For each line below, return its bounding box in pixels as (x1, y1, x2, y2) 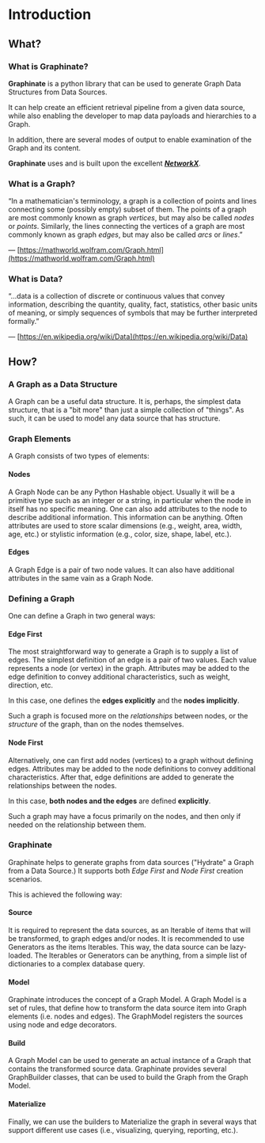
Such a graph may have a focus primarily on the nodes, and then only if (8, 811, 241, 821)
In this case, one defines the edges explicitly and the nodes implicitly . (8, 695, 240, 706)
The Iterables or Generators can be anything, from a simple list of (34, 951, 248, 960)
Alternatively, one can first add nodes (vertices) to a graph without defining (8, 755, 254, 765)
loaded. (8, 951, 33, 960)
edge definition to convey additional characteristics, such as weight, (8, 672, 231, 682)
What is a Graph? (8, 178, 76, 189)
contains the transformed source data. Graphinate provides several (8, 1064, 227, 1074)
